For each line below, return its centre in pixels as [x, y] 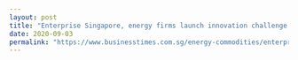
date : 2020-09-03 [41, 34]
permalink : [29, 42]
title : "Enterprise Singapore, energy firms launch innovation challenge [149, 26]
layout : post [33, 17]
